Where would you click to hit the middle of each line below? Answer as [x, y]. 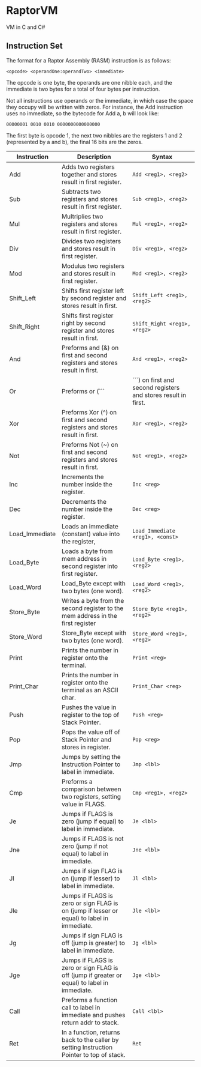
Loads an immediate [90, 526]
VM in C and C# [26, 27]
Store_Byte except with [94, 633]
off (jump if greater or [92, 975]
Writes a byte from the [93, 600]
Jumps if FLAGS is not [93, 838]
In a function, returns [91, 1032]
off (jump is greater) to [94, 943]
